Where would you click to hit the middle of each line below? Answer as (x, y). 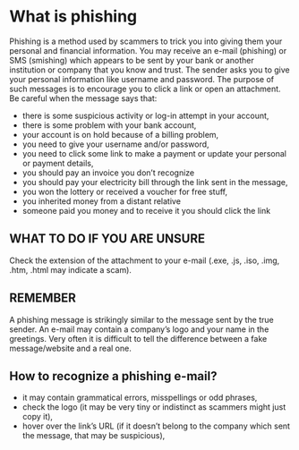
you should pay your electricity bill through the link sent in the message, (155, 182)
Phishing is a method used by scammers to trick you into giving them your (146, 41)
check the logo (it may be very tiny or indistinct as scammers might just (154, 407)
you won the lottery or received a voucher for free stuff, (125, 191)
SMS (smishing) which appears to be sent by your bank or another (132, 60)
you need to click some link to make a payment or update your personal (154, 153)
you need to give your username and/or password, (115, 144)
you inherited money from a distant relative (102, 201)
